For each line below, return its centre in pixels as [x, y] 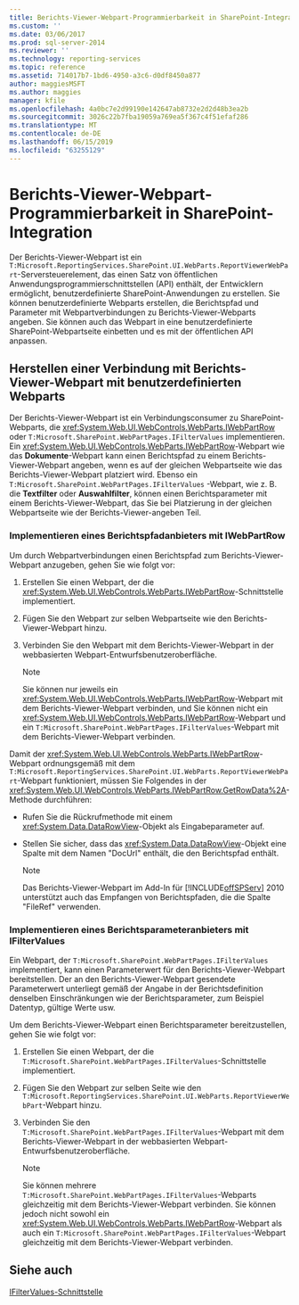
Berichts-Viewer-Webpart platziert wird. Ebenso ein [104, 475]
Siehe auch [41, 1271]
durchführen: [68, 799]
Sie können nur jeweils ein [70, 689]
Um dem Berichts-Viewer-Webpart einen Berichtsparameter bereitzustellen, [148, 1024]
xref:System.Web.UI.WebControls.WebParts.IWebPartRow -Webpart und [154, 717]
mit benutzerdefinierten [174, 382]
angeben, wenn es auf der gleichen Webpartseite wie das [177, 466]
